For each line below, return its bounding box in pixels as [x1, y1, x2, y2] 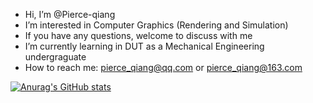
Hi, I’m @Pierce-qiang [24, 9, 116, 20]
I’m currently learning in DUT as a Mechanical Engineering [24, 40, 265, 52]
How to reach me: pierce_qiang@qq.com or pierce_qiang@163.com [24, 62, 303, 73]
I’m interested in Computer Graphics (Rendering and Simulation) [24, 19, 289, 31]
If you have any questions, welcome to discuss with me [24, 30, 253, 41]
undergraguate [24, 51, 87, 63]
